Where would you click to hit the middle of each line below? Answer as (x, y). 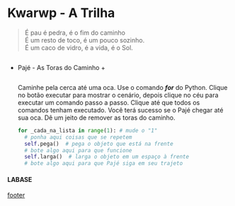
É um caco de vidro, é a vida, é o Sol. (79, 47)
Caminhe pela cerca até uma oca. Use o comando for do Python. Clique (122, 87)
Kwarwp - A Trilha (61, 13)
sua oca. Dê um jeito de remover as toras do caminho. (96, 118)
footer (16, 195)
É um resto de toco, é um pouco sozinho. (85, 40)
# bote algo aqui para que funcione (78, 150)
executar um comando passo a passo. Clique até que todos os (109, 102)
